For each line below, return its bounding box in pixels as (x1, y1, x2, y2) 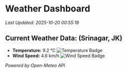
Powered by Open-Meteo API (5, 62, 66, 68)
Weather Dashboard (5, 3, 91, 14)
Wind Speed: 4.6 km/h (12, 52, 60, 58)
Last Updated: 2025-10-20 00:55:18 (5, 19, 79, 25)
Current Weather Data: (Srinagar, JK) (5, 34, 123, 42)
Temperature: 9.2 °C (12, 47, 56, 53)
